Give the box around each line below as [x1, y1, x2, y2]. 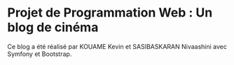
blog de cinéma [7, 19, 99, 35]
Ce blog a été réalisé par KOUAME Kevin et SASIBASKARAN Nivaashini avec [7, 42, 228, 50]
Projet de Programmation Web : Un [7, 5, 213, 21]
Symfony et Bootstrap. [7, 50, 72, 58]
